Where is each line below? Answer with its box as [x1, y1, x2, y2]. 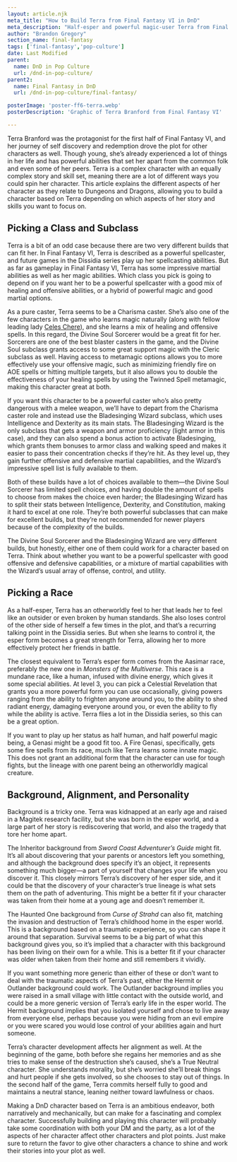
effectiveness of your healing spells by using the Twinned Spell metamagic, [7, 375, 227, 383]
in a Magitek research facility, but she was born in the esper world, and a [7, 815, 219, 824]
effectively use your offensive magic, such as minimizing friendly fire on [7, 360, 217, 368]
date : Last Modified [7, 50, 68, 57]
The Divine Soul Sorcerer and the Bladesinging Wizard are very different [7, 536, 217, 545]
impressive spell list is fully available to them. [7, 464, 138, 472]
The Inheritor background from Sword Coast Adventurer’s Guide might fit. [7, 844, 221, 852]
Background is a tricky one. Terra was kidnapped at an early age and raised [7, 808, 227, 816]
